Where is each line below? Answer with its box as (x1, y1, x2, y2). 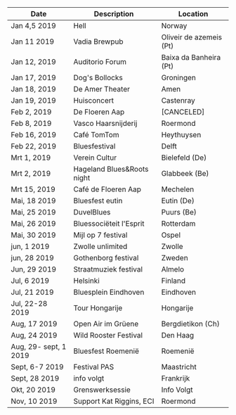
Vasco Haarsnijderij (73, 119, 138, 128)
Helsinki (73, 276, 100, 286)
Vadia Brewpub (73, 37, 124, 46)
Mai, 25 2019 (11, 207, 56, 217)
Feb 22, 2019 (11, 141, 57, 151)
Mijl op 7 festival (73, 230, 128, 240)
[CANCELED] (161, 107, 205, 117)
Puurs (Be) (161, 207, 197, 217)
